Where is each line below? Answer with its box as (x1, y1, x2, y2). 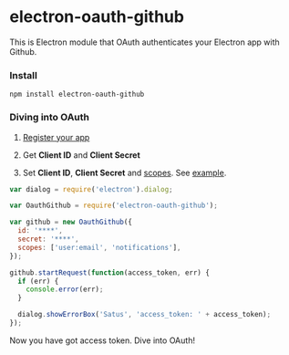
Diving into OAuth (9, 111, 89, 124)
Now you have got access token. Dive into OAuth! (9, 335, 196, 346)
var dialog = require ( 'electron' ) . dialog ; (9, 184, 173, 193)
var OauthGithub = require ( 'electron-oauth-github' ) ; (9, 201, 219, 211)
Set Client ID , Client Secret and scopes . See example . (22, 167, 227, 178)
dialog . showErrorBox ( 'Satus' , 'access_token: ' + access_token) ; (17, 310, 272, 319)
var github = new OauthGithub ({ (9, 217, 132, 227)
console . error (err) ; (26, 285, 104, 294)
